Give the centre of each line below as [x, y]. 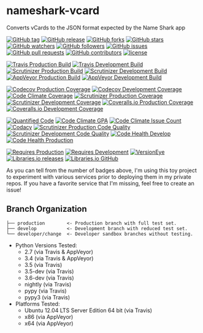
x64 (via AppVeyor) [49, 323]
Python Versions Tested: [46, 245]
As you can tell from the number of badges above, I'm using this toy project [102, 170]
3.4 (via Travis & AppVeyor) [59, 258]
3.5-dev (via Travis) [49, 271]
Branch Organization [47, 209]
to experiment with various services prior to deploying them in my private [99, 177]
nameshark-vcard [53, 11]
